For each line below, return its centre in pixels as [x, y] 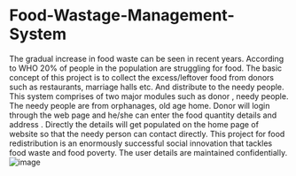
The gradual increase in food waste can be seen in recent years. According [147, 58]
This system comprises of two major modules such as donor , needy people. [149, 96]
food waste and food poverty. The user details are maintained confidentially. [148, 152]
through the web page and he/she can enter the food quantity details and [143, 115]
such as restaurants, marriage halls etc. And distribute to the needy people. [147, 87]
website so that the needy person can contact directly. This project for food [147, 134]
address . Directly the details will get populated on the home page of [134, 124]
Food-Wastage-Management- [122, 15]
